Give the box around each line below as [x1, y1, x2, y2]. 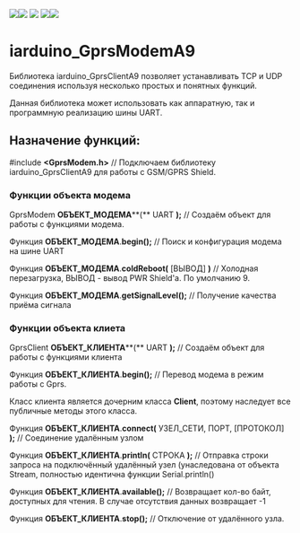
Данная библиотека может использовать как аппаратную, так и [9, 97, 255, 108]
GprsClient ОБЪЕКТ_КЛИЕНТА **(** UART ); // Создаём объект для [9, 342, 265, 354]
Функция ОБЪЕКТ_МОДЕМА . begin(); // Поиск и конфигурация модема [9, 236, 282, 247]
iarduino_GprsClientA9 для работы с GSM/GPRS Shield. [9, 166, 217, 177]
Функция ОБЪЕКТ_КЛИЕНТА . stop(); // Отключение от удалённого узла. [9, 513, 285, 524]
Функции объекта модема [9, 188, 132, 201]
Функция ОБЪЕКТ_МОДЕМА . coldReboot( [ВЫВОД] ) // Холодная [9, 263, 259, 274]
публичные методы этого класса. [9, 406, 138, 416]
